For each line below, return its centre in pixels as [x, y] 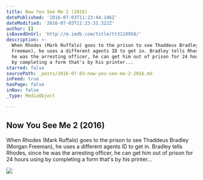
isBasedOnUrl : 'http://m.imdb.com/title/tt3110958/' [74, 34]
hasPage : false [25, 85]
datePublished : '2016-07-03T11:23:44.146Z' [62, 17]
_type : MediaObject [31, 96]
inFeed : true [23, 79]
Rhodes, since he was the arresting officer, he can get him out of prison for [100, 153]
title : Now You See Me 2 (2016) [47, 12]
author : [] [20, 29]
